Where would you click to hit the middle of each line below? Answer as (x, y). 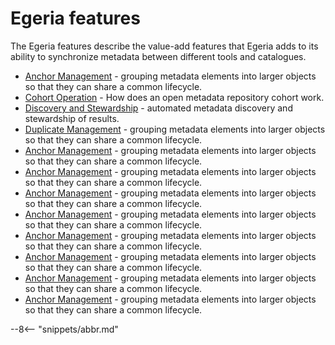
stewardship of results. (72, 118)
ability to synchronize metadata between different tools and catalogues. (158, 56)
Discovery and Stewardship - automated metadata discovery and (158, 108)
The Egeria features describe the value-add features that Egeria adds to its (164, 46)
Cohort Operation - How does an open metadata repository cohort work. (174, 97)
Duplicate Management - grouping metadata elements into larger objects (175, 129)
